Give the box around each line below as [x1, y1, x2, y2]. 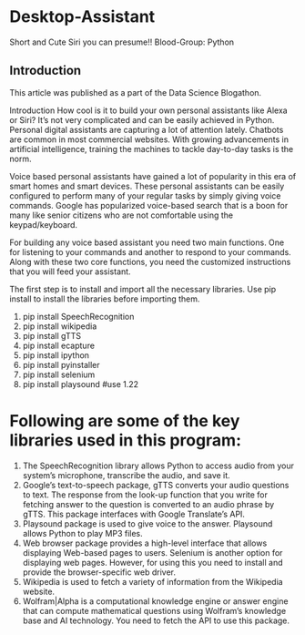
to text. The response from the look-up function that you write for [22, 489, 269, 500]
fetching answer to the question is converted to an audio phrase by [22, 498, 275, 509]
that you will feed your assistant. [9, 266, 131, 277]
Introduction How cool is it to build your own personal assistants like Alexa [9, 105, 289, 116]
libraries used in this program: [9, 430, 241, 450]
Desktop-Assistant [9, 6, 156, 27]
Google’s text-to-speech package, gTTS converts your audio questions [22, 479, 290, 490]
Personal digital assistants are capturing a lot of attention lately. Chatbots [9, 124, 284, 135]
